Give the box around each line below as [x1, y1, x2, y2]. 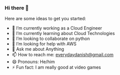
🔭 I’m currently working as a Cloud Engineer [11, 25, 103, 31]
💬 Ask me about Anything [11, 46, 64, 52]
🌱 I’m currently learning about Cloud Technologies [11, 31, 115, 37]
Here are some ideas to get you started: [4, 16, 87, 22]
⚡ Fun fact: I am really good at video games [11, 64, 101, 71]
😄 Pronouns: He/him [11, 59, 55, 65]
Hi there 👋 [4, 4, 29, 11]
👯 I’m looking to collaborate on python [11, 36, 90, 41]
